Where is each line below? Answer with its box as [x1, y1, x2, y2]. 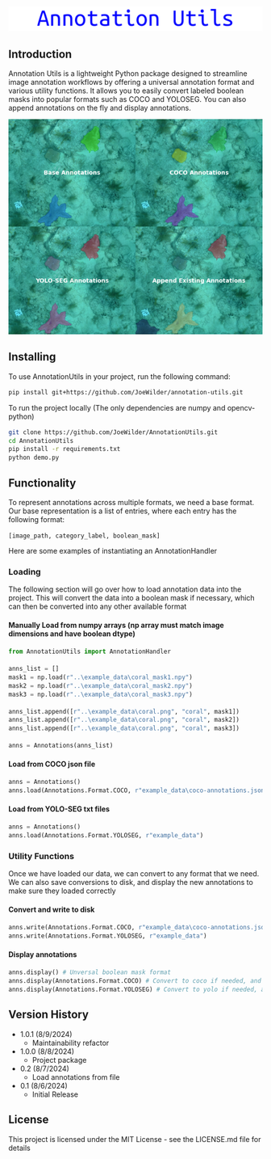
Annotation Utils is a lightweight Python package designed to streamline [8, 69, 248, 78]
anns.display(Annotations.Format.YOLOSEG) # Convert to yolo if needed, [8, 985, 258, 994]
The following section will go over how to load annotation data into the [8, 584, 242, 594]
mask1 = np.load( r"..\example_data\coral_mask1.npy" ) [8, 673, 194, 681]
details [8, 1143, 31, 1153]
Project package [31, 1055, 87, 1064]
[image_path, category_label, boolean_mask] [8, 532, 161, 540]
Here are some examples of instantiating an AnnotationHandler [8, 546, 218, 555]
